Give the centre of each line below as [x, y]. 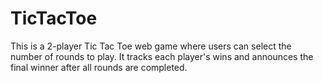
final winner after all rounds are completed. [99, 67]
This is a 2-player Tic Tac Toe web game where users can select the [151, 46]
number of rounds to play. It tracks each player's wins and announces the [162, 56]
